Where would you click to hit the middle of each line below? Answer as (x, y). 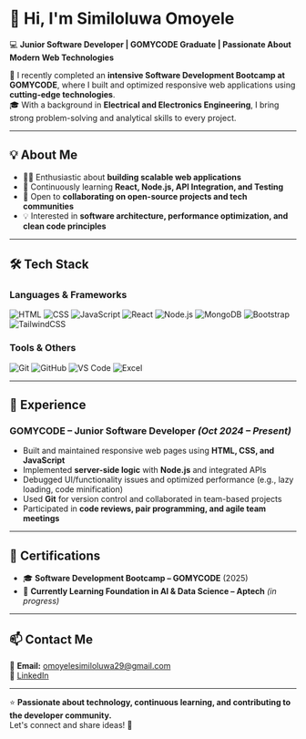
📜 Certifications (55, 555)
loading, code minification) (73, 489)
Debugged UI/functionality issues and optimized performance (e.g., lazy (158, 480)
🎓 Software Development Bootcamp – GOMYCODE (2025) (135, 579)
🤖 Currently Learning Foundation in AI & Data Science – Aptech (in (149, 591)
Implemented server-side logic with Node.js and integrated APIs (144, 470)
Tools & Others (43, 348)
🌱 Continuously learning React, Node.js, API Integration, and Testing (153, 187)
